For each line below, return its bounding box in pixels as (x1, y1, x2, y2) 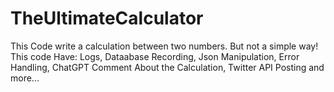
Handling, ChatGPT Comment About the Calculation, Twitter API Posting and (10, 61, 325, 73)
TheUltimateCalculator (10, 7, 204, 30)
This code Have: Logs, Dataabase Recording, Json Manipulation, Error (10, 50, 300, 62)
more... (10, 72, 40, 84)
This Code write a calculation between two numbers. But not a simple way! (10, 40, 319, 52)
